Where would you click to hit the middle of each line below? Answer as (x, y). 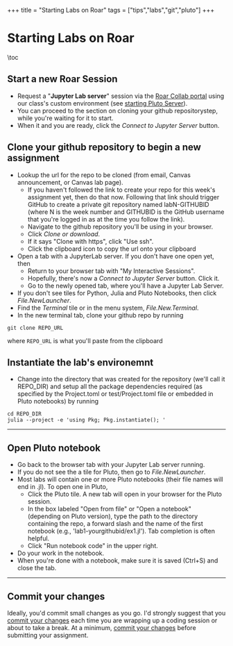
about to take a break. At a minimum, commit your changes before (102, 628)
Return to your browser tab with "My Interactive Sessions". (111, 271)
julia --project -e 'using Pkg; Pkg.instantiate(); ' (87, 420)
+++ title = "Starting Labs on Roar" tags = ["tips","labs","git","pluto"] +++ (111, 10)
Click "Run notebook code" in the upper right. (93, 546)
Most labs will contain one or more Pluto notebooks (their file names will (120, 479)
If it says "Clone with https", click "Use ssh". (90, 241)
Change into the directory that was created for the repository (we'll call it (121, 379)
